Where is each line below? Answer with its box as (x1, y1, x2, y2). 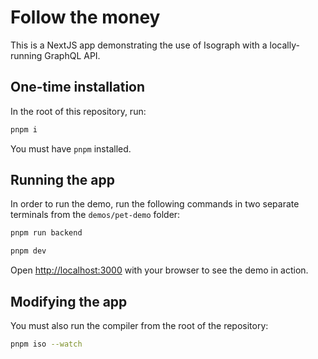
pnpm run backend (10, 228, 83, 238)
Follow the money (10, 6, 161, 29)
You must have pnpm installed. (10, 142, 132, 155)
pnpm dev (10, 246, 47, 256)
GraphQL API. (44, 49, 101, 61)
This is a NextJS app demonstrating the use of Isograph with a (10, 39, 268, 51)
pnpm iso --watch (10, 339, 83, 349)
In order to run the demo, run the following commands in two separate (10, 198, 300, 210)
